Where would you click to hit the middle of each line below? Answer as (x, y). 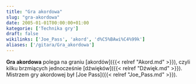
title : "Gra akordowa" (34, 12)
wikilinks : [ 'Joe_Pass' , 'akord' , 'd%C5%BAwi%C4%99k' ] (76, 39)
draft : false (22, 34)
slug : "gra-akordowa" (33, 17)
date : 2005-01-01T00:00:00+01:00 (48, 23)
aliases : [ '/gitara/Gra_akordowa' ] (50, 45)
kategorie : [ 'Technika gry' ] (42, 28)
